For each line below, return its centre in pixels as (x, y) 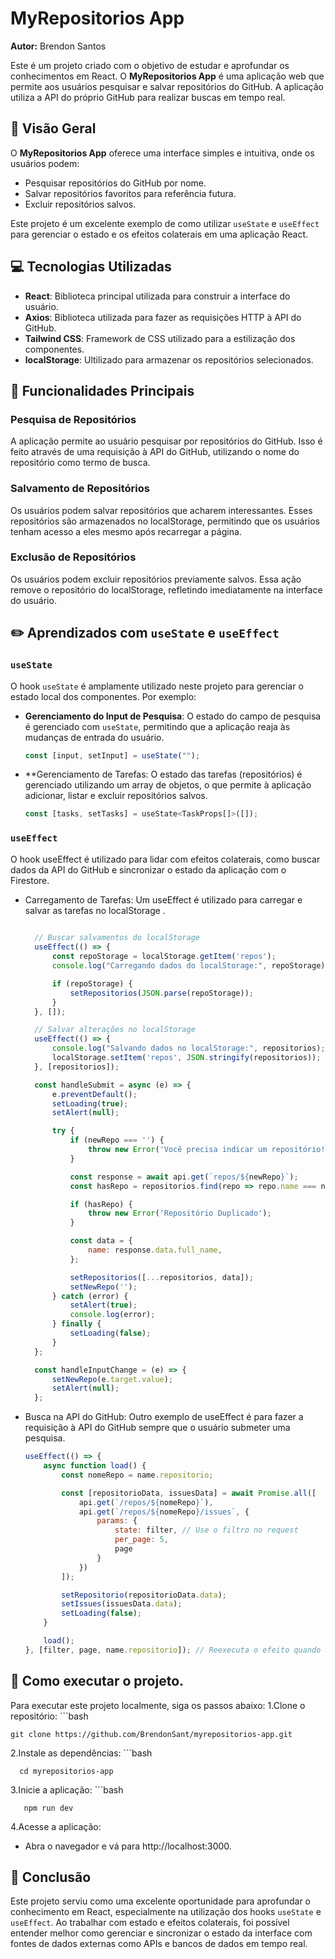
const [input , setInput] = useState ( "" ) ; (112, 755)
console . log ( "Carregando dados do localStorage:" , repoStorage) (188, 966)
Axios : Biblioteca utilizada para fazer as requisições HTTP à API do (163, 317)
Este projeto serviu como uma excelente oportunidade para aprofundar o (160, 1901)
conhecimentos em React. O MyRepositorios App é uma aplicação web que (167, 76)
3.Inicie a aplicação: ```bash (67, 1789)
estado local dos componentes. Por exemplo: (103, 696)
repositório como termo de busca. (80, 463)
